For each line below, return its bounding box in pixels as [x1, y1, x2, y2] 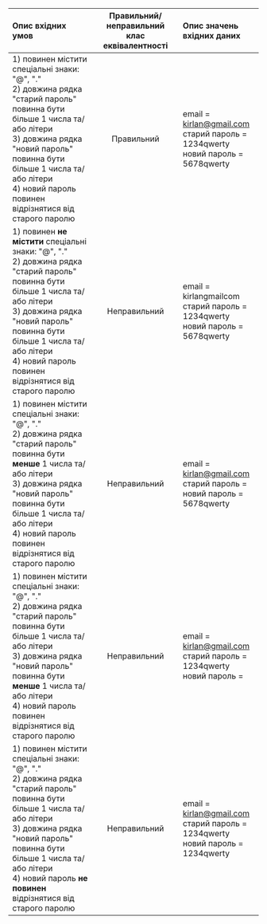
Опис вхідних [12, 20, 67, 31]
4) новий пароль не [12, 873, 88, 883]
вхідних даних [182, 30, 241, 41]
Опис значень [182, 20, 239, 31]
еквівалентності [103, 40, 168, 51]
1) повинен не [12, 226, 68, 237]
